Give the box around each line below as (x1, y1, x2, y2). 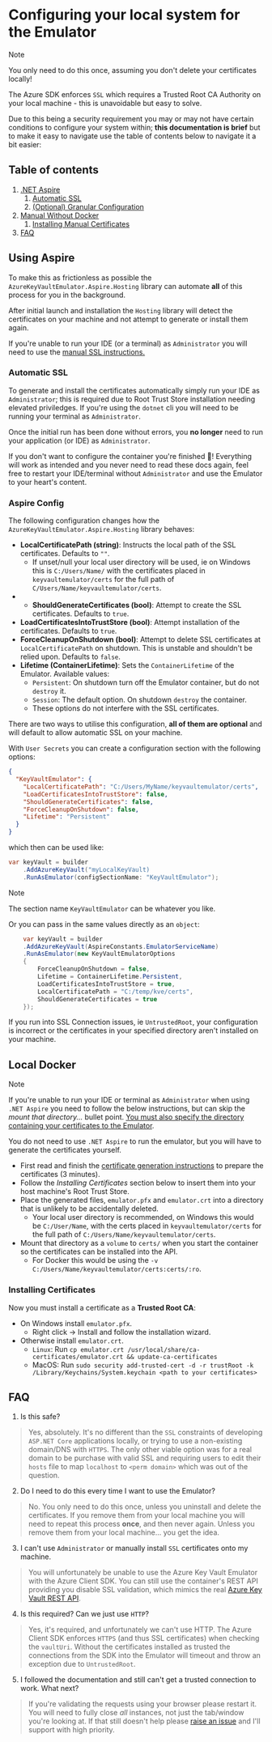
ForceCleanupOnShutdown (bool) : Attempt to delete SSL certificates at (19, 635, 261, 644)
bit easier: (8, 139, 42, 149)
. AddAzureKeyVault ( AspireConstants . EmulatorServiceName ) (23, 942, 219, 950)
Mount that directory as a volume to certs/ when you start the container (19, 1239, 259, 1248)
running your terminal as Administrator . (8, 411, 142, 421)
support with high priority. (28, 1725, 115, 1735)
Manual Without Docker (19, 210, 100, 220)
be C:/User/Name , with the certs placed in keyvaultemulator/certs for (32, 1221, 262, 1231)
